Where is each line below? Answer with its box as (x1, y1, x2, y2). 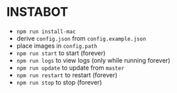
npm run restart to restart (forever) (16, 70, 118, 79)
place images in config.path (16, 41, 97, 50)
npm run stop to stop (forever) (16, 78, 102, 86)
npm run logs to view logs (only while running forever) (16, 56, 171, 64)
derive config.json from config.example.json (16, 34, 147, 42)
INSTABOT (6, 4, 68, 20)
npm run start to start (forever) (16, 49, 106, 57)
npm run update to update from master (16, 63, 125, 72)
